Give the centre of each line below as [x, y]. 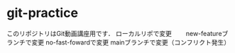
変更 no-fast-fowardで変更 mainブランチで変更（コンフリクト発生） [131, 42]
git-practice [43, 13]
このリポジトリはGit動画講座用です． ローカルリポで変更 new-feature [114, 33]
